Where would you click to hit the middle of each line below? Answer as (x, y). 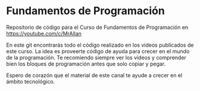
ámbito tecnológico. (31, 82)
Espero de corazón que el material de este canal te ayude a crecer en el (94, 75)
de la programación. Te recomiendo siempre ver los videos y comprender (96, 57)
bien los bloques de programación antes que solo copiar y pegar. (86, 64)
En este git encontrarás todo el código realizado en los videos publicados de (100, 45)
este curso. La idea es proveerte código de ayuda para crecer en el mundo (98, 51)
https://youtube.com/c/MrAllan (44, 33)
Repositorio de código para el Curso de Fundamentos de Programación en (97, 27)
